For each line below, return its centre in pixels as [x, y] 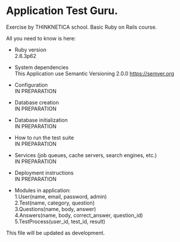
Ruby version [30, 50]
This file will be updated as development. [56, 233]
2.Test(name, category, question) [55, 203]
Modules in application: [43, 190]
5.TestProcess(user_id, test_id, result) [60, 221]
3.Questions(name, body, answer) [55, 209]
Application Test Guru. [62, 11]
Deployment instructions [44, 173]
